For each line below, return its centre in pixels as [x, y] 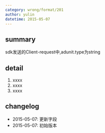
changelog [22, 106]
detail [14, 68]
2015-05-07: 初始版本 [35, 125]
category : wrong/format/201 [34, 10]
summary [20, 39]
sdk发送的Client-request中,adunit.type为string [53, 52]
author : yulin [20, 14]
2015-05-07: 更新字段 [35, 119]
